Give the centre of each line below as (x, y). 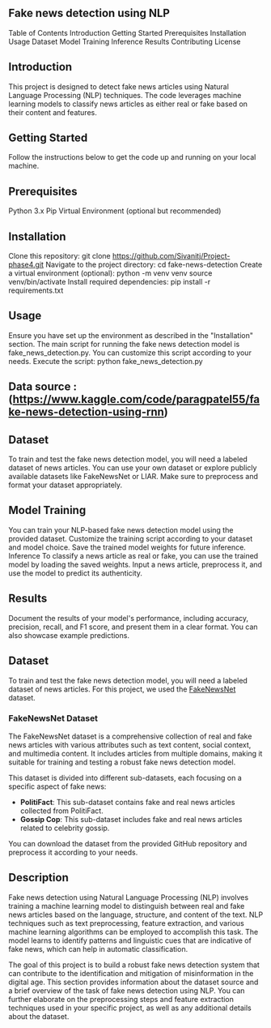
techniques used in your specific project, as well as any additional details (130, 1008)
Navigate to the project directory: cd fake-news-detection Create (154, 265)
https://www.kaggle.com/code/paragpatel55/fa (136, 399)
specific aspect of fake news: (57, 786)
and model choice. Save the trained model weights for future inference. (127, 547)
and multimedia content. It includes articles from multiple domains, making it (135, 753)
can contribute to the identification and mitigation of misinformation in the (131, 973)
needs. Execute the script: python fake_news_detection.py (106, 361)
